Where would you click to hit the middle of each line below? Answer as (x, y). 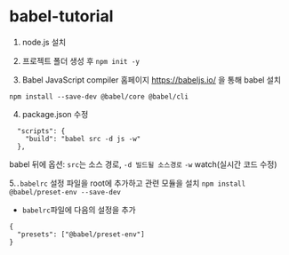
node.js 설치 (44, 42)
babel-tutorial (61, 16)
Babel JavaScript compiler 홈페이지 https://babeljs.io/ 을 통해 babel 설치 (152, 80)
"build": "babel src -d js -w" (83, 139)
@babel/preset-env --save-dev (65, 192)
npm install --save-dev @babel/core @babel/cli (99, 96)
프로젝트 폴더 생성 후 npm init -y (81, 60)
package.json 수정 (55, 114)
